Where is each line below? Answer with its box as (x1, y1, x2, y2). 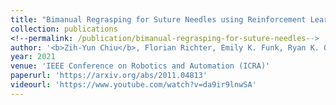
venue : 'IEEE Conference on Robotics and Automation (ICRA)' (10, 61, 271, 71)
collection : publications (10, 24, 118, 34)
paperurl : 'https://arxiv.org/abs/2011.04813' (10, 71, 208, 81)
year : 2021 (10, 52, 56, 62)
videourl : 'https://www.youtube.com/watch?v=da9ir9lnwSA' (10, 80, 257, 90)
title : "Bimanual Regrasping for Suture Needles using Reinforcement (10, 14, 307, 25)
